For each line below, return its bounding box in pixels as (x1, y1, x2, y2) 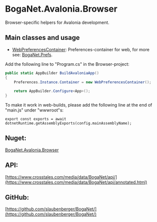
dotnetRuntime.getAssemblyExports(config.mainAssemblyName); (5, 121, 132, 126)
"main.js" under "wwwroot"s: (5, 107, 64, 113)
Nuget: (5, 134, 27, 142)
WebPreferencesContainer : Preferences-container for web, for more (12, 46, 150, 52)
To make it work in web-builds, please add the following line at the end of (5, 102, 153, 108)
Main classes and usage (5, 34, 80, 42)
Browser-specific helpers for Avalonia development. (5, 19, 110, 25)
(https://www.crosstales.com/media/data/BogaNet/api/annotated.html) (5, 179, 148, 185)
